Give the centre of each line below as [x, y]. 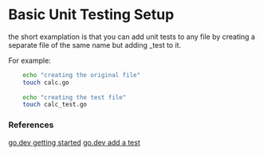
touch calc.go [46, 82]
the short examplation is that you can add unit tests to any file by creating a [132, 37]
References [31, 125]
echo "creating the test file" [75, 97]
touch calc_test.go [55, 105]
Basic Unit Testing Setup [91, 15]
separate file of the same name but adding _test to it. [95, 45]
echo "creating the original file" [82, 75]
